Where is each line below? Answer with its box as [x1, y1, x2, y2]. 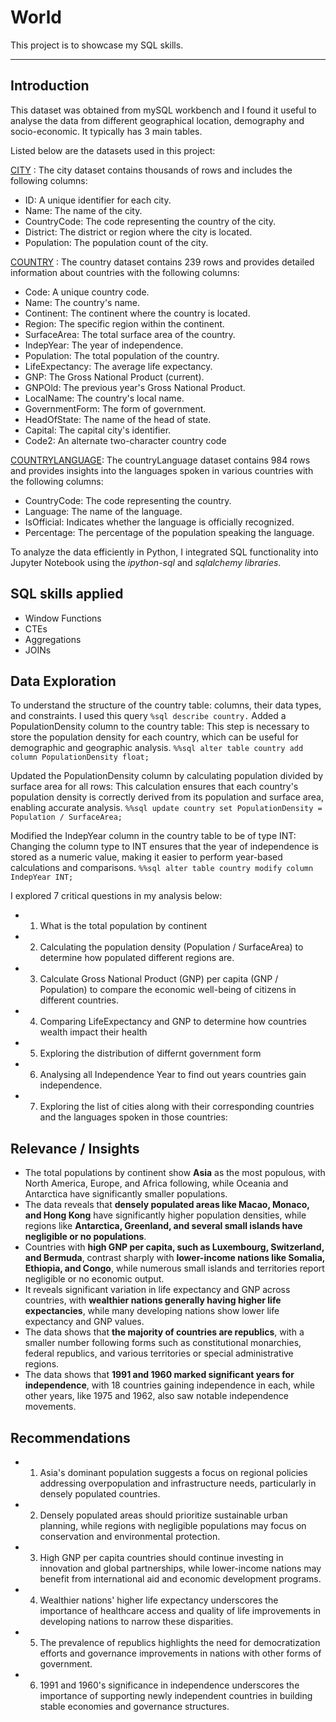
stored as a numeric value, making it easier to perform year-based [10, 851, 283, 863]
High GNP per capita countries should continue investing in [39, 1552, 284, 1563]
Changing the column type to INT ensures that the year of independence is [10, 841, 319, 853]
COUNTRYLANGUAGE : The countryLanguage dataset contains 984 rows [10, 454, 311, 466]
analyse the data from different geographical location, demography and [10, 114, 305, 126]
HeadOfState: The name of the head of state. [24, 413, 212, 425]
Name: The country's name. [24, 296, 141, 308]
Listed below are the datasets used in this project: [10, 144, 216, 156]
